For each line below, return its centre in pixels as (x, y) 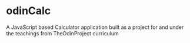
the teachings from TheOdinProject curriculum (62, 33)
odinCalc (29, 11)
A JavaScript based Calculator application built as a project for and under (95, 27)
